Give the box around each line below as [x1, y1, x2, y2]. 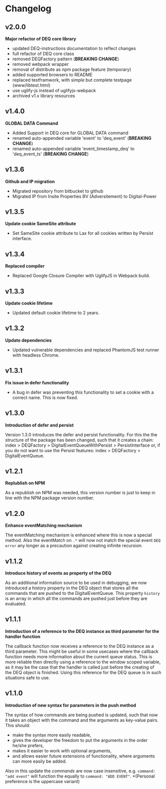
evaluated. [5, 600, 27, 607]
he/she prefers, [12, 742, 44, 748]
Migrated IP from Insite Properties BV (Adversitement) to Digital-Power [12, 193, 157, 199]
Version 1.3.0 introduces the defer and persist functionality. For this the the [5, 431, 158, 437]
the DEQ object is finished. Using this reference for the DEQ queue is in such [5, 669, 162, 675]
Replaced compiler [5, 263, 45, 269]
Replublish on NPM [5, 480, 46, 486]
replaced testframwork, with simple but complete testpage [12, 77, 132, 83]
